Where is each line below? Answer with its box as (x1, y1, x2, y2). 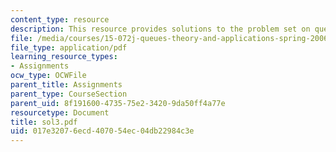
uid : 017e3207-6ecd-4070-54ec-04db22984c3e (10, 126, 195, 136)
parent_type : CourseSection (10, 89, 128, 99)
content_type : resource (10, 14, 110, 25)
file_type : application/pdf (10, 42, 128, 53)
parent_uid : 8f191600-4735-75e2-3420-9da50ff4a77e (10, 98, 226, 108)
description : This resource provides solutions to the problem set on (10, 24, 311, 34)
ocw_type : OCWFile (10, 71, 87, 81)
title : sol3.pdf (10, 117, 78, 127)
